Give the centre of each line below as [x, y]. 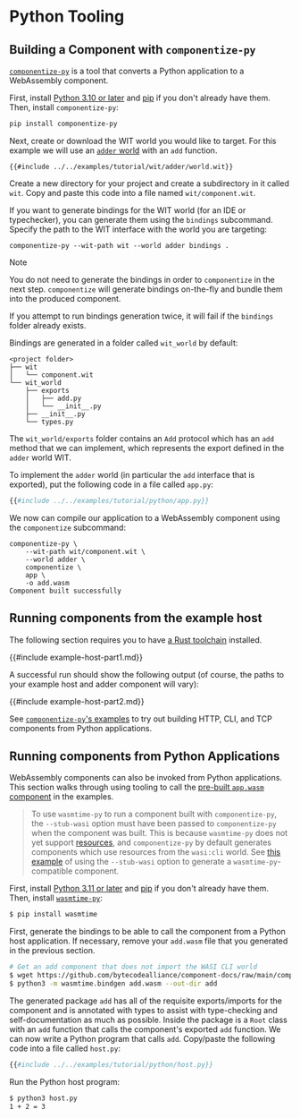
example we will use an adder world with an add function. [113, 150]
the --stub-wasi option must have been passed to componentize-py [154, 824]
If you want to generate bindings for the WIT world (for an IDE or [128, 210]
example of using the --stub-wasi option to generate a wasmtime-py [154, 862]
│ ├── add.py [54, 398]
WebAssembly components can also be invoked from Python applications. [146, 778]
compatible [52, 871]
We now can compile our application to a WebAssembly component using [145, 517]
